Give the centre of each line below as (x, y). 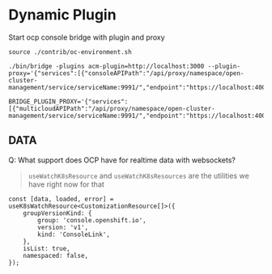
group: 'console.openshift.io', (92, 220)
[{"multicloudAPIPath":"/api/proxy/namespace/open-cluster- (112, 108)
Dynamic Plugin (62, 15)
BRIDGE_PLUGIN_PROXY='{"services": (68, 101)
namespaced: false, (56, 255)
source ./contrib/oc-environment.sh (70, 52)
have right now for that (66, 184)
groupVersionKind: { (57, 213)
